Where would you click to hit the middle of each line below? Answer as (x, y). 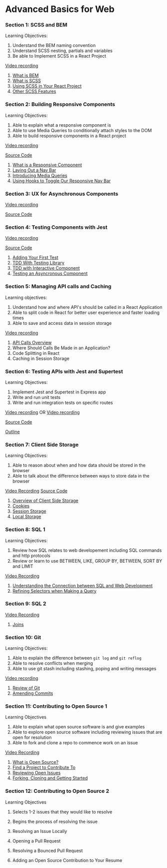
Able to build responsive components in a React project (69, 136)
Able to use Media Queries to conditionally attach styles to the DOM (82, 130)
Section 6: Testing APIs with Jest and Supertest (64, 371)
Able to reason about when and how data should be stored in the (79, 465)
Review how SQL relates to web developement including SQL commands (87, 550)
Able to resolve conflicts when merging (53, 663)
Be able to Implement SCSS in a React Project (59, 56)
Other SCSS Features (34, 92)
